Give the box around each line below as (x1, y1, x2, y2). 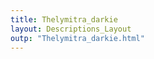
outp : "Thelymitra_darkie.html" (10, 33, 145, 43)
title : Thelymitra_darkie (10, 14, 118, 25)
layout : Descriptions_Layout (10, 24, 132, 34)
